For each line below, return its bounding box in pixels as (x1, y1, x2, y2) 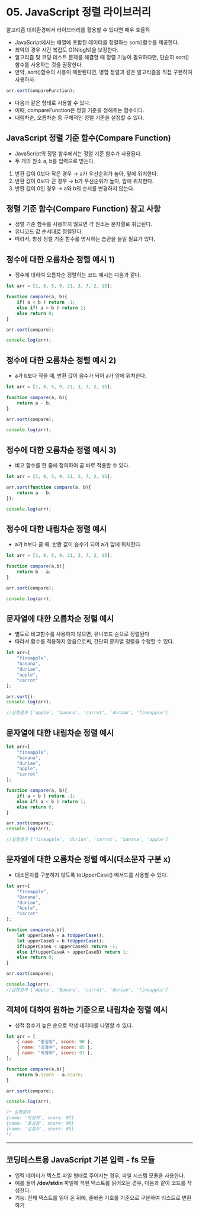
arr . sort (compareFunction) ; (6, 87, 76, 94)
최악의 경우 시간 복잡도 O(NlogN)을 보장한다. (14, 46, 119, 53)
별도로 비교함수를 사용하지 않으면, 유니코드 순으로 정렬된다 (14, 630, 150, 638)
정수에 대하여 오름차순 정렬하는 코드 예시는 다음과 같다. (14, 271, 142, 279)
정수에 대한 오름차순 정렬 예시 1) (6, 254, 115, 265)
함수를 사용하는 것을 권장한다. (14, 60, 84, 68)
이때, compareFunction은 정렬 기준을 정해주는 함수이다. (14, 106, 145, 113)
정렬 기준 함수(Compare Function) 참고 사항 (6, 204, 161, 214)
